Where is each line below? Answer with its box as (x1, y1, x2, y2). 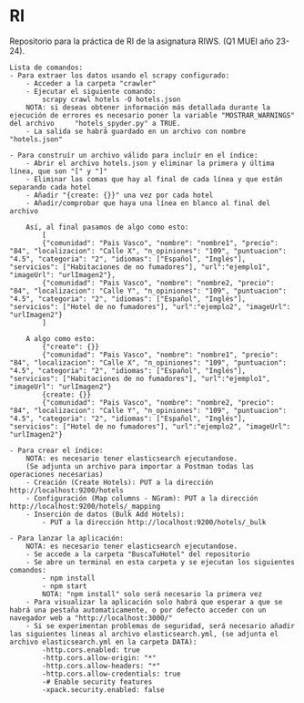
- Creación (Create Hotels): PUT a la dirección (25, 478, 214, 487)
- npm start (42, 581, 88, 591)
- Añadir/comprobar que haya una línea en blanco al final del (25, 198, 271, 208)
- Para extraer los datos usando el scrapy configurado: (9, 70, 230, 80)
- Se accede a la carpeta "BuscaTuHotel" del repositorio (25, 549, 250, 559)
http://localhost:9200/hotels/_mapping (9, 501, 161, 511)
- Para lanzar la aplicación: (9, 533, 125, 543)
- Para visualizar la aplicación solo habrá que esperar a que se (25, 597, 283, 606)
